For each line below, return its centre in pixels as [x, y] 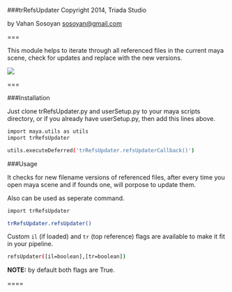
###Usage [23, 163]
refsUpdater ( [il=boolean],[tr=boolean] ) [67, 257]
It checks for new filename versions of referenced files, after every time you [116, 177]
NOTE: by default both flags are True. [61, 270]
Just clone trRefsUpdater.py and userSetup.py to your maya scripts [104, 111]
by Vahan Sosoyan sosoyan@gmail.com [64, 23]
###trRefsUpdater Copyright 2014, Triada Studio [77, 10]
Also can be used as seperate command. [66, 198]
